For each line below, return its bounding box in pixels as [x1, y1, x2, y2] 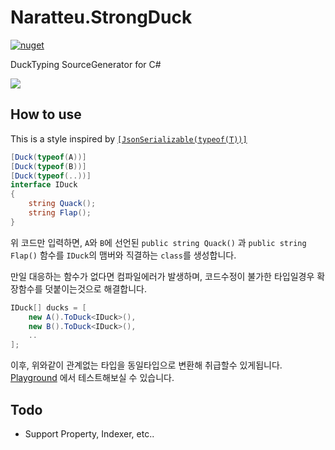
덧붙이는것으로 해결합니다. [44, 282, 147, 295]
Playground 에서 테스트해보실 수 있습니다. [10, 372, 175, 384]
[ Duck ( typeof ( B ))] [10, 161, 87, 171]
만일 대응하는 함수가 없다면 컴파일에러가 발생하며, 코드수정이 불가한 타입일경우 [10, 270, 315, 282]
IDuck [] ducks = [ [10, 302, 87, 313]
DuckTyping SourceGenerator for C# [10, 58, 162, 70]
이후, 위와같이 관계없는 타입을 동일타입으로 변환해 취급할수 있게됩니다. [10, 359, 283, 371]
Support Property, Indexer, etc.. [24, 427, 155, 440]
